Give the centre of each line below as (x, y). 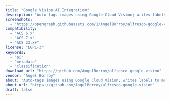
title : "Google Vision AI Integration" (47, 10)
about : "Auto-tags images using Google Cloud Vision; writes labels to (82, 80)
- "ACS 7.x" (23, 38)
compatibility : (21, 29)
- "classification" (30, 66)
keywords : (16, 52)
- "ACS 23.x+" (25, 43)
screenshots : (19, 19)
